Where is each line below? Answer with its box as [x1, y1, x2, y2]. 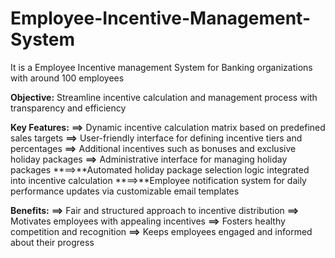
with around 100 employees [10, 72, 125, 84]
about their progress [10, 236, 95, 248]
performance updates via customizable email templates [10, 185, 240, 197]
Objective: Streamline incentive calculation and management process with [10, 91, 318, 103]
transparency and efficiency [10, 102, 127, 114]
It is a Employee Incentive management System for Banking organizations [10, 61, 313, 73]
